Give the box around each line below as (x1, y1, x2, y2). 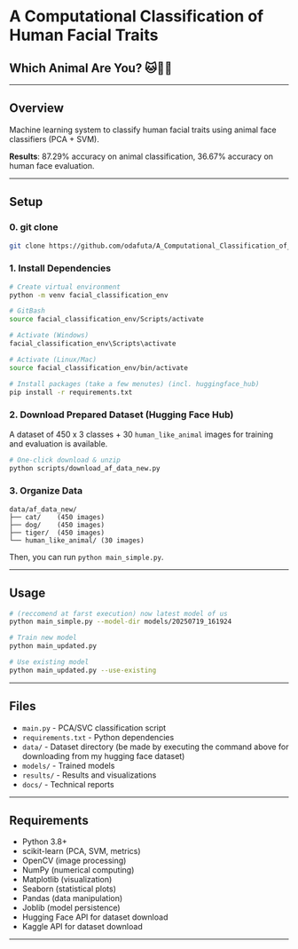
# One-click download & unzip (9, 455, 122, 464)
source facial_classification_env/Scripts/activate (9, 315, 204, 324)
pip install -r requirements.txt (9, 388, 133, 397)
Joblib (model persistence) (21, 903, 122, 913)
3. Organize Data (9, 485, 82, 497)
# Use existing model (9, 658, 90, 667)
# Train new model (9, 633, 77, 643)
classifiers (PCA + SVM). (9, 133, 99, 144)
